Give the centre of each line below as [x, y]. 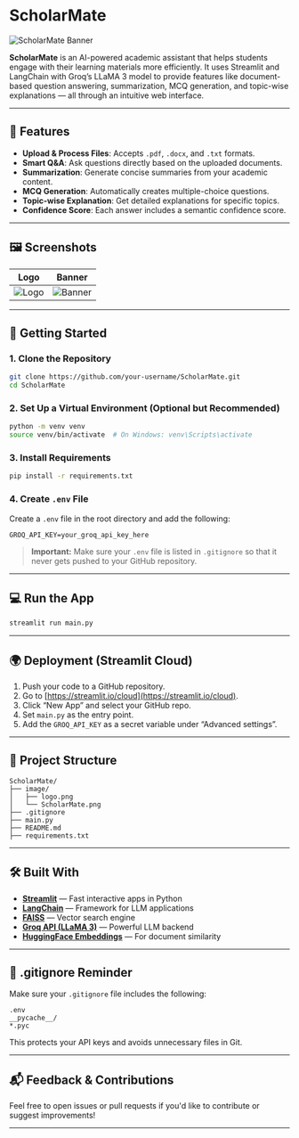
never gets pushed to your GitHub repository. [114, 561]
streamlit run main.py [51, 623]
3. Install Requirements [60, 457]
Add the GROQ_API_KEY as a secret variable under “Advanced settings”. [149, 725]
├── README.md [36, 828]
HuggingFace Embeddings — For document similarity [121, 936]
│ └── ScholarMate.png [55, 804]
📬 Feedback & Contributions [92, 1080]
